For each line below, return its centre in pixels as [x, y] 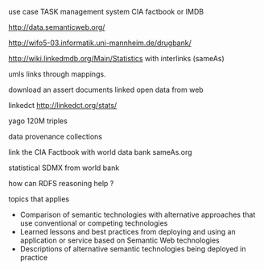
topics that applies [39, 199]
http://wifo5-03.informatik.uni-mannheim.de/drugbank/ [100, 43]
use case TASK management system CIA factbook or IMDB [106, 12]
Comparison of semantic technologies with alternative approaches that [138, 214]
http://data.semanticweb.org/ [57, 27]
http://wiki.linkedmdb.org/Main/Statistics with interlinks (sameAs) [117, 58]
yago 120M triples [38, 121]
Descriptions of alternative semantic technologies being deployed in [133, 249]
